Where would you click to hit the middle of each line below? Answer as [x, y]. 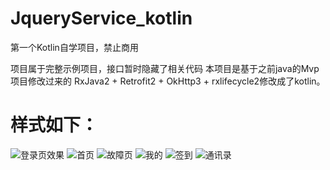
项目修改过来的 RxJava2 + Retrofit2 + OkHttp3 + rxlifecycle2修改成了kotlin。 [168, 81]
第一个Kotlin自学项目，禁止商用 [74, 47]
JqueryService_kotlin [101, 18]
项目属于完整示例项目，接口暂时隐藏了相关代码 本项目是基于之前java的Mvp [165, 68]
